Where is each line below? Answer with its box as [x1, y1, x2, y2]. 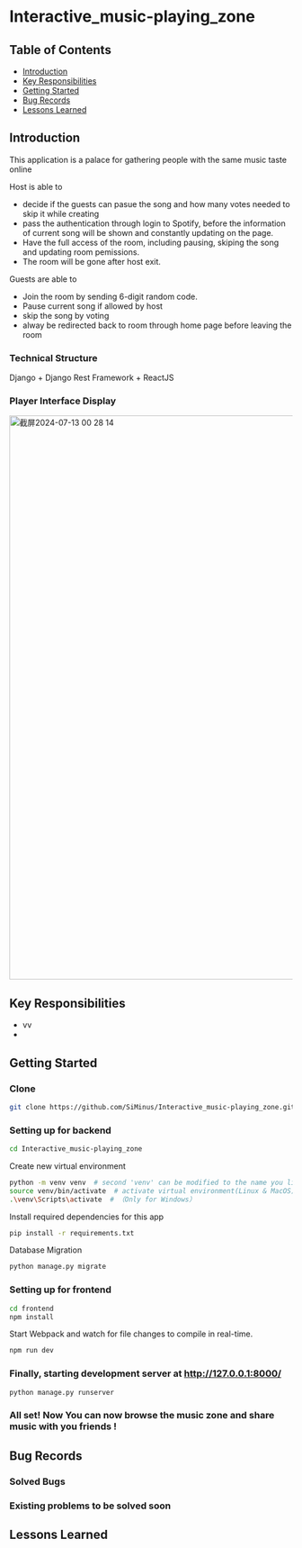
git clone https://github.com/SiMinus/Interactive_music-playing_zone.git [9, 1102, 296, 1111]
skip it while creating [22, 208, 100, 219]
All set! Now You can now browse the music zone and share [9, 1409, 275, 1422]
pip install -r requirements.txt [9, 1228, 135, 1237]
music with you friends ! [9, 1420, 117, 1433]
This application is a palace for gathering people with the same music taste [9, 154, 288, 165]
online [9, 164, 32, 175]
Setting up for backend [9, 1124, 112, 1136]
